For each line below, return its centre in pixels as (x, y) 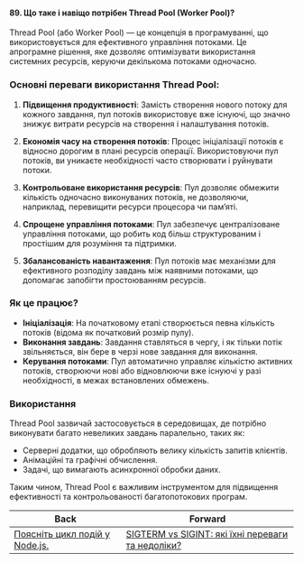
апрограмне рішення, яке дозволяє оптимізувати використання (133, 52)
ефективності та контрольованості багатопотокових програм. (129, 497)
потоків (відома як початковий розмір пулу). (108, 332)
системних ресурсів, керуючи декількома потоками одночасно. (133, 61)
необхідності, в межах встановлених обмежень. (116, 380)
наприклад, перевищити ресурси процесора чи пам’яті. (130, 207)
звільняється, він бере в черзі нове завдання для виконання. (140, 351)
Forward (207, 519)
